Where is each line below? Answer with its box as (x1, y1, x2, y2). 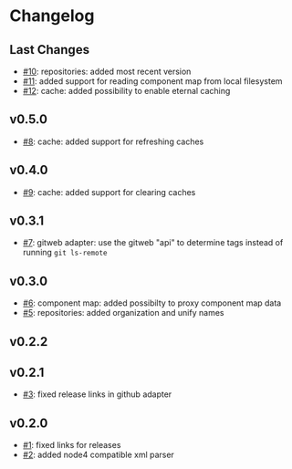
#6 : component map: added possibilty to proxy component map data (22, 297, 282, 308)
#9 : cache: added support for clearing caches (22, 186, 196, 197)
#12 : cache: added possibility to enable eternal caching (22, 86, 231, 96)
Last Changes (9, 42, 89, 57)
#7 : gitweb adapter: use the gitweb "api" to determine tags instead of (22, 237, 284, 248)
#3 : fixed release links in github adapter (22, 389, 172, 400)
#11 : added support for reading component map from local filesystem (22, 76, 283, 87)
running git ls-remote (22, 247, 108, 258)
